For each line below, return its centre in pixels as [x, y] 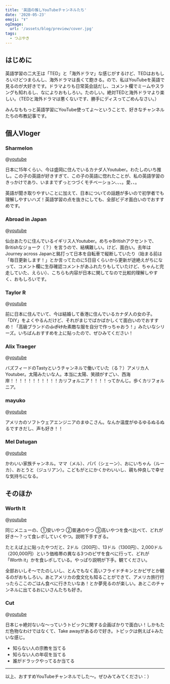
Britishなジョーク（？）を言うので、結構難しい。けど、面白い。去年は [78, 247]
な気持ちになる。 [23, 476]
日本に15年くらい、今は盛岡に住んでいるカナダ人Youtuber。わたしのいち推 [83, 170]
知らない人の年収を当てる [39, 654]
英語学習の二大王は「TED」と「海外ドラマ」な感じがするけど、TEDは [78, 73]
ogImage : [14, 24]
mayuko [15, 401]
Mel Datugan [21, 442]
